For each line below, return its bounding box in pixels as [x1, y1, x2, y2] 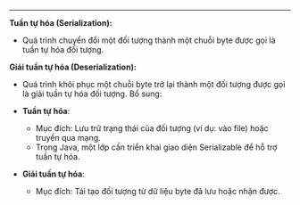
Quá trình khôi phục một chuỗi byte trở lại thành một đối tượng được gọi [21, 79, 286, 89]
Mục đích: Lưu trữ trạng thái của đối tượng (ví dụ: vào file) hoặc [35, 123, 270, 134]
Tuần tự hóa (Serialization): [9, 18, 113, 28]
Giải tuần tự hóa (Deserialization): [9, 61, 137, 72]
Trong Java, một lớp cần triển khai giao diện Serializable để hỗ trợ [35, 142, 278, 152]
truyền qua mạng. [35, 133, 101, 143]
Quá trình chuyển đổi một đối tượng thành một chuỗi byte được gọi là [21, 35, 276, 45]
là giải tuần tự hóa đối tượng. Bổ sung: [21, 88, 162, 99]
